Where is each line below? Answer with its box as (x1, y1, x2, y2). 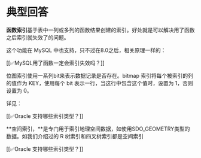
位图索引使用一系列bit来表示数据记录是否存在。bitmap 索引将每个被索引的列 (6, 72, 193, 79)
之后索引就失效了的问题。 (6, 34, 69, 41)
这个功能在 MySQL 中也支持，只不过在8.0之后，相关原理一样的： (6, 46, 166, 54)
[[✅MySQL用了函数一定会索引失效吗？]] (6, 59, 105, 66)
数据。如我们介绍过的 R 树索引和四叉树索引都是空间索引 (6, 132, 144, 139)
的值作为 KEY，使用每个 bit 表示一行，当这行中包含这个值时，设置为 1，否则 (6, 79, 193, 87)
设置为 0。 (6, 87, 32, 94)
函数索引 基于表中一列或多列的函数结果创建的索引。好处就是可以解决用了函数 (6, 26, 195, 34)
